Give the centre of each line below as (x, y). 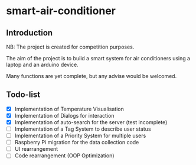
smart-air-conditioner (61, 11)
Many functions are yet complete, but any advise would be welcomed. (92, 76)
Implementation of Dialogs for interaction (64, 115)
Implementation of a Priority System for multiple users (80, 136)
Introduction (30, 33)
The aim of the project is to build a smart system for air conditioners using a (98, 58)
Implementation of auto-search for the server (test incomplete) (91, 122)
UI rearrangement (36, 149)
